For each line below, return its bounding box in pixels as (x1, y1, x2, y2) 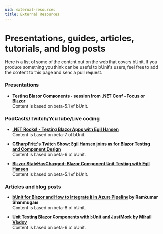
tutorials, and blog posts (5, 43, 106, 54)
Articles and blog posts (5, 183, 61, 190)
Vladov (12, 219, 27, 225)
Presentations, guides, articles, (5, 33, 135, 44)
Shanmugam (12, 199, 39, 205)
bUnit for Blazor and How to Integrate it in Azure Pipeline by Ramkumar (12, 195, 158, 200)
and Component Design (12, 146, 61, 152)
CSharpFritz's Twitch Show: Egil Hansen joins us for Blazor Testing (12, 141, 150, 147)
